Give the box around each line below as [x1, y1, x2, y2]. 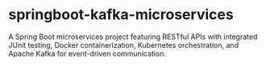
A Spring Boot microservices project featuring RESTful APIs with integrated [8, 32, 258, 41]
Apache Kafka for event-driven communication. [8, 49, 167, 58]
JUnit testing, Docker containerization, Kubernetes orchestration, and [8, 40, 239, 49]
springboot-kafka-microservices [8, 6, 234, 24]
